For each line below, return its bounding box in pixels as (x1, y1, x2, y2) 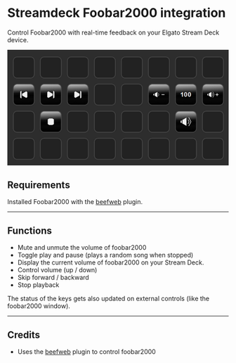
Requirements (7, 179, 70, 191)
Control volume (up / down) (17, 266, 98, 274)
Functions (7, 224, 53, 236)
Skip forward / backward (17, 273, 89, 282)
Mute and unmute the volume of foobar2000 (17, 243, 147, 252)
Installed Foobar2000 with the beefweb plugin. (7, 198, 143, 206)
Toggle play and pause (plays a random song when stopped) (17, 251, 194, 260)
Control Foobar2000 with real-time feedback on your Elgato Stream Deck (7, 28, 220, 37)
